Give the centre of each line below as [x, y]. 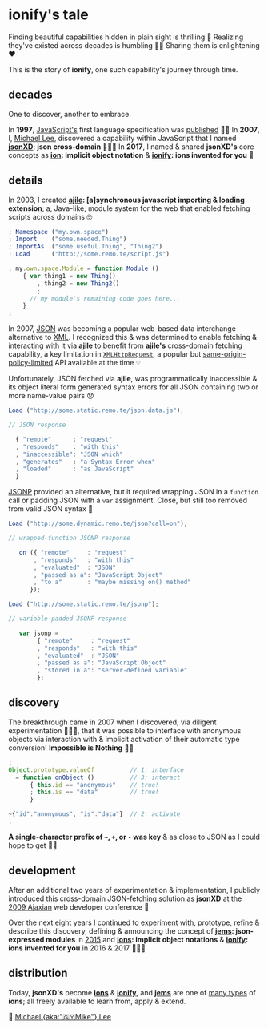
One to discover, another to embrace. [70, 114]
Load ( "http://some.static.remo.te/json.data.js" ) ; [96, 410]
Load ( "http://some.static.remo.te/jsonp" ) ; [84, 604]
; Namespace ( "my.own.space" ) [59, 232]
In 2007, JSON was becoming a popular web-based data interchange [122, 329]
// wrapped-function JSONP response [69, 539]
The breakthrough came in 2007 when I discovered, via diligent [113, 722]
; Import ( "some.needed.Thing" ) [68, 239]
